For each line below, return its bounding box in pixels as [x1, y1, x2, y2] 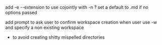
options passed [5, 9, 38, 15]
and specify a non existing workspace [5, 24, 84, 30]
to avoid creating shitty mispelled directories [12, 34, 105, 40]
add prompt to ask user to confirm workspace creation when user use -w [5, 19, 157, 25]
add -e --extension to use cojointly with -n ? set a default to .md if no [5, 4, 148, 10]
